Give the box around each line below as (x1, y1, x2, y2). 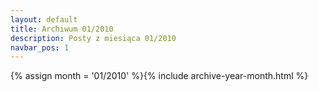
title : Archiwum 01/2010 (10, 24, 114, 34)
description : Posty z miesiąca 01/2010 (10, 33, 177, 43)
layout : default (10, 14, 78, 25)
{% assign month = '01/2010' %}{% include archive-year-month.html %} (10, 70, 309, 82)
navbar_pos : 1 (10, 42, 70, 53)
